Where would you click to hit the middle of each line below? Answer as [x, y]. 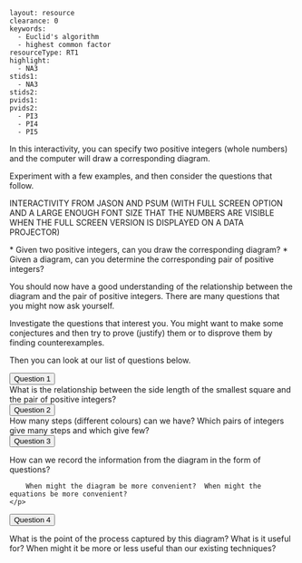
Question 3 [33, 441]
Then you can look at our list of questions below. [100, 360]
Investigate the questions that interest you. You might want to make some [146, 323]
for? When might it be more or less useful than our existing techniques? [143, 548]
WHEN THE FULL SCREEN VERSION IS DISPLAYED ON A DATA [127, 223]
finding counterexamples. [57, 343]
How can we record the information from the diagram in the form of [135, 460]
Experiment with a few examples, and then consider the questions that [141, 176]
